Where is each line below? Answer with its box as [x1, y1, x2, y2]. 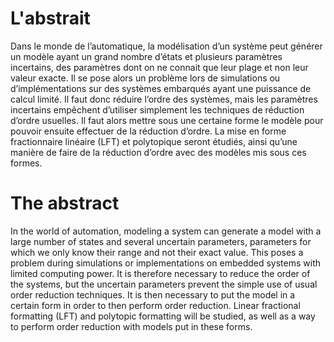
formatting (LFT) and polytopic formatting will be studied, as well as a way [10, 310, 316, 322]
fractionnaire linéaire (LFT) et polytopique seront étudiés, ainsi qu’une [10, 135, 298, 147]
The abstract [10, 192, 120, 215]
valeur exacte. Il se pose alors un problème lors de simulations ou [10, 72, 281, 84]
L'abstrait [10, 7, 91, 30]
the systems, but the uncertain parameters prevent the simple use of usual [10, 278, 318, 290]
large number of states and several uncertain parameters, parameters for [10, 235, 312, 247]
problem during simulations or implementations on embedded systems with [10, 257, 321, 269]
